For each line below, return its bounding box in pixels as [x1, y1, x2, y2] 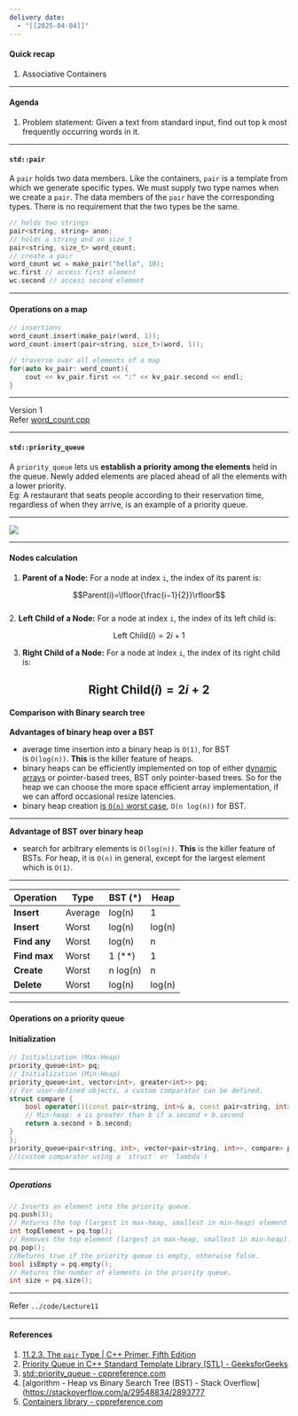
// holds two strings [9, 218, 90, 227]
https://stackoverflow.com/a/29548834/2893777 [25, 1387, 206, 1397]
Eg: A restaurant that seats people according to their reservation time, [9, 489, 264, 500]
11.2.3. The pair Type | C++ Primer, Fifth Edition [21, 1349, 197, 1359]
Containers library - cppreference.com [21, 1396, 164, 1407]
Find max [13, 950, 54, 962]
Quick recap [9, 49, 56, 59]
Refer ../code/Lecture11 [9, 1301, 99, 1311]
